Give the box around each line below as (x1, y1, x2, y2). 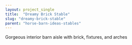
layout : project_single (5, 7, 55, 12)
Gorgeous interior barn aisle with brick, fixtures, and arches (5, 34, 128, 40)
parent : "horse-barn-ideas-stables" (5, 21, 81, 26)
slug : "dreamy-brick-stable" (5, 16, 66, 21)
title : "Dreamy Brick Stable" (5, 12, 70, 17)
